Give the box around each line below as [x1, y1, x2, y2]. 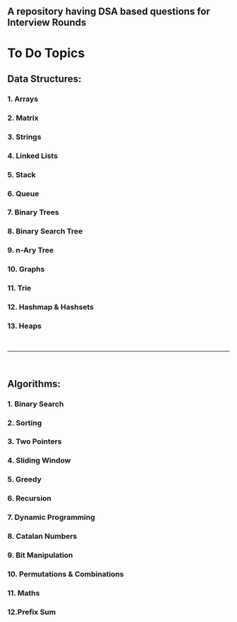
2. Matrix [7, 113, 39, 123]
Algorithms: [7, 377, 61, 390]
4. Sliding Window [7, 456, 71, 465]
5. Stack [7, 169, 37, 179]
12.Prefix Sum [7, 606, 56, 616]
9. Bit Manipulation [7, 550, 73, 560]
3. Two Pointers [7, 437, 62, 446]
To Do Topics [7, 45, 85, 61]
